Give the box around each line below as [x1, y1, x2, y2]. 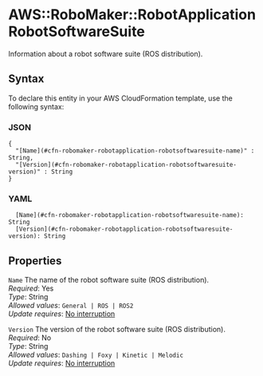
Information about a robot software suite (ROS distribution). [8, 49, 203, 58]
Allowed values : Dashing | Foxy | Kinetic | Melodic [8, 350, 184, 360]
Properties [8, 254, 62, 267]
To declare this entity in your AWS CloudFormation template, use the [8, 93, 233, 103]
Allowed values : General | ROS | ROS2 [8, 301, 134, 311]
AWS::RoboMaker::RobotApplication [8, 6, 257, 24]
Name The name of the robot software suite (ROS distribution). [8, 275, 210, 285]
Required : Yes [8, 283, 54, 293]
